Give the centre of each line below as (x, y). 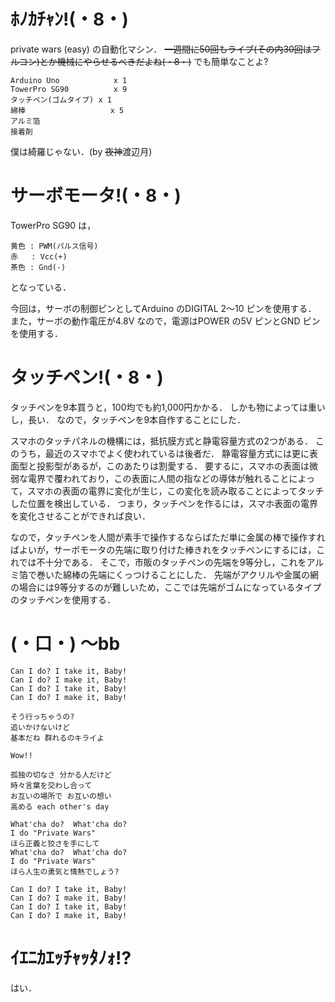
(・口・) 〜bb (65, 644)
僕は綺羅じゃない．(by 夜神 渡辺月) (81, 151)
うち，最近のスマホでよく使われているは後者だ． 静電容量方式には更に (164, 453)
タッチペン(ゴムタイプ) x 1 (61, 100)
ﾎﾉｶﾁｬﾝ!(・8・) (69, 19)
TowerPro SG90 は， (53, 225)
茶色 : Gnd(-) (38, 267)
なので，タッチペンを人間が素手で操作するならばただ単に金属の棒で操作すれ (168, 537)
